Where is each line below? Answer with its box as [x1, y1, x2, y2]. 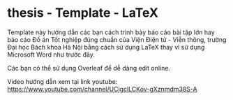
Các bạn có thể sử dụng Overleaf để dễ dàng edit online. [7, 64, 171, 72]
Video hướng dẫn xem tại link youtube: [7, 77, 118, 85]
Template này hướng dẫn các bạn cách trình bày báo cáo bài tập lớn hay [7, 28, 215, 36]
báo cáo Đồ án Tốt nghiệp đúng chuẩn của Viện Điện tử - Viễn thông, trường [7, 35, 227, 43]
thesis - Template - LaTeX [7, 5, 159, 21]
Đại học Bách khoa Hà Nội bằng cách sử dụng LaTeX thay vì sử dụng [7, 43, 205, 51]
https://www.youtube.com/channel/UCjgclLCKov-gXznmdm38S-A [7, 85, 197, 93]
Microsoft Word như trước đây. [7, 50, 96, 59]
